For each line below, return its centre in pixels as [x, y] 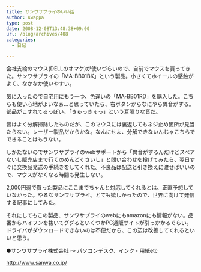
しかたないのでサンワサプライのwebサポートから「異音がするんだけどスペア [100, 152]
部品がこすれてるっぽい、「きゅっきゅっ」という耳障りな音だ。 [83, 111]
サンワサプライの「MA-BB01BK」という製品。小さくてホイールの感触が [105, 76]
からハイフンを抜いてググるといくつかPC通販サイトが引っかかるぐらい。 [101, 223]
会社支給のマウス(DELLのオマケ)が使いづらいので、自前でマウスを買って [96, 68]
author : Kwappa [25, 17]
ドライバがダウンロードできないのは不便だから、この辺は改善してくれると [98, 230]
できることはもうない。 [35, 139]
